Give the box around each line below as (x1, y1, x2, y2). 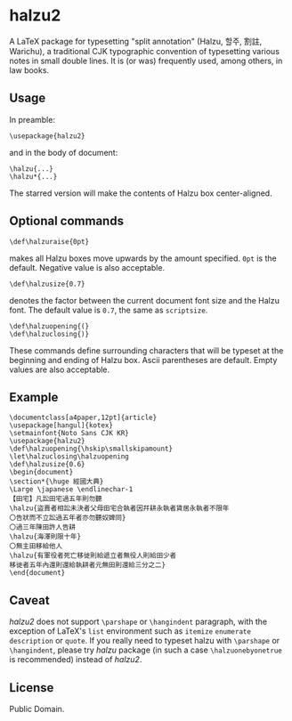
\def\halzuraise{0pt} (9, 237, 90, 246)
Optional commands (9, 214, 125, 229)
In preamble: (9, 114, 56, 125)
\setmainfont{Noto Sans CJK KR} (9, 429, 129, 438)
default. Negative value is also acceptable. (9, 262, 166, 272)
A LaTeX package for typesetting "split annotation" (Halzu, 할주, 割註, (9, 36, 263, 46)
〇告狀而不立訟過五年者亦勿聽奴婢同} (9, 514, 126, 523)
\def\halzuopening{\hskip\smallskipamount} (9, 444, 174, 454)
